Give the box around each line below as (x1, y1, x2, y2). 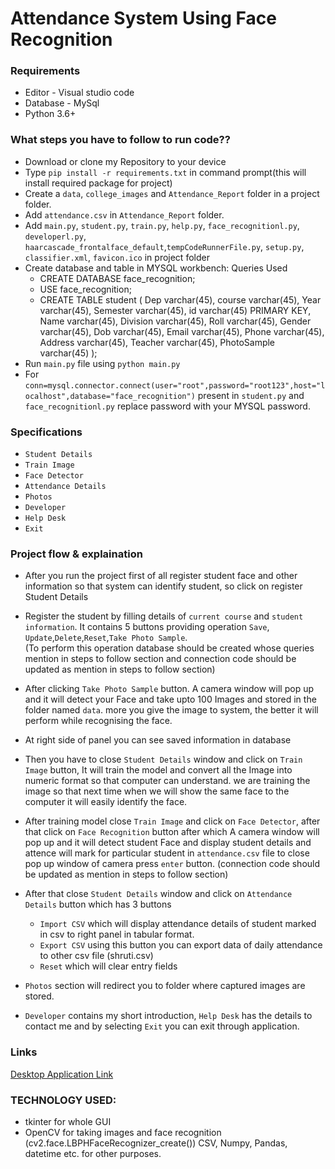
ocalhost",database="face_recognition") (24, 391, 196, 401)
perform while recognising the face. (24, 715, 173, 727)
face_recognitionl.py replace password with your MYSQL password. (24, 400, 311, 412)
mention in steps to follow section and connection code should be (24, 653, 297, 665)
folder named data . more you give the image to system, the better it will (24, 704, 319, 716)
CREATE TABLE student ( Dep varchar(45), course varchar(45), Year (39, 293, 322, 306)
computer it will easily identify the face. (24, 796, 188, 808)
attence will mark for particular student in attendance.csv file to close (24, 847, 310, 859)
